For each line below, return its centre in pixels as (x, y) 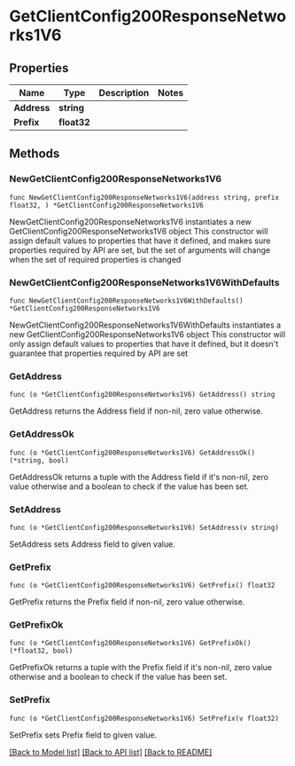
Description (124, 93)
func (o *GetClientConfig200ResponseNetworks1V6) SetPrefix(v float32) (144, 718)
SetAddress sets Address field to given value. (92, 544)
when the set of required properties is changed (95, 259)
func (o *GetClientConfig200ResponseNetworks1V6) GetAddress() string (142, 395)
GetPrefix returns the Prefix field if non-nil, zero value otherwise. (127, 602)
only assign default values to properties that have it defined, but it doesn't (144, 344)
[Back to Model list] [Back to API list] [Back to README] (111, 752)
